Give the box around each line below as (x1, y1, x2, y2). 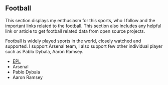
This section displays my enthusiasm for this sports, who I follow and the (5, 17, 155, 23)
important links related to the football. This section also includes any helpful (5, 23, 161, 29)
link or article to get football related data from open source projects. (5, 28, 145, 34)
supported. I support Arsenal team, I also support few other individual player (5, 43, 163, 49)
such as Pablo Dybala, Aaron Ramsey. (5, 48, 84, 54)
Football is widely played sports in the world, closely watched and (5, 38, 141, 44)
